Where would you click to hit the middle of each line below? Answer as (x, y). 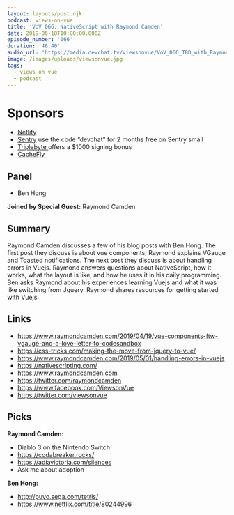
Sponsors (36, 113)
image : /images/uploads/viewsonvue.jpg (65, 59)
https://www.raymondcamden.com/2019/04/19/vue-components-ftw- (117, 336)
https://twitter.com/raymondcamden (69, 380)
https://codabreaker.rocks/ (56, 454)
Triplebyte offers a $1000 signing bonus (75, 147)
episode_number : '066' (40, 40)
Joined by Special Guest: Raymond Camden (71, 207)
